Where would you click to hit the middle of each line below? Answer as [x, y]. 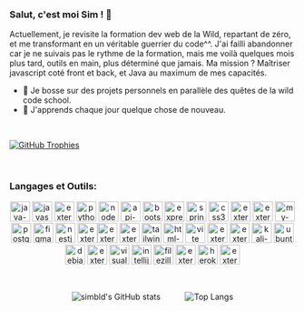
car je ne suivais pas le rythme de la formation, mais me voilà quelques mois [152, 54]
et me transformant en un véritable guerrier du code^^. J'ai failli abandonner [151, 44]
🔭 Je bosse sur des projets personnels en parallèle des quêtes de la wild [158, 91]
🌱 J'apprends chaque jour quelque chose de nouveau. [124, 110]
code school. [47, 100]
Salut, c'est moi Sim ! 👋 [61, 15]
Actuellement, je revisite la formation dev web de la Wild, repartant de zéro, [150, 35]
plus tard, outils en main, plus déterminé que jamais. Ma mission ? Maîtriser [150, 64]
